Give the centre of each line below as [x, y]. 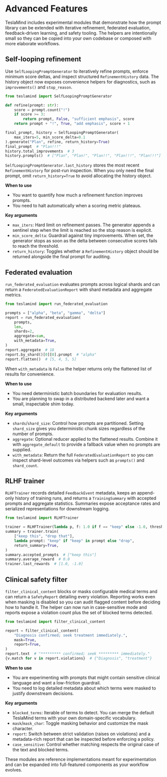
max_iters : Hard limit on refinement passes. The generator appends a [83, 225]
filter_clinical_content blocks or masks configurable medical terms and [81, 591]
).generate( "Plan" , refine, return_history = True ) [58, 142]
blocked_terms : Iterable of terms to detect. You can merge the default [83, 712]
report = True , [28, 645]
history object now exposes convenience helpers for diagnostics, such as [81, 82]
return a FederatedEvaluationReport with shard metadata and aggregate [79, 290]
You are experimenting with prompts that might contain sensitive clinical [86, 678]
